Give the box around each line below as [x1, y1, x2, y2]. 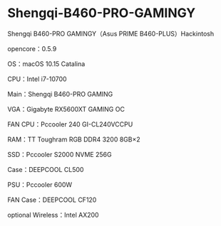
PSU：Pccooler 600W [7, 180, 73, 189]
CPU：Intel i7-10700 [7, 75, 67, 83]
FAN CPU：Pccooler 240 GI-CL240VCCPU [7, 119, 133, 129]
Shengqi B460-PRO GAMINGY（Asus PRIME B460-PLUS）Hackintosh [7, 29, 215, 38]
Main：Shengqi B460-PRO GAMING [7, 90, 113, 98]
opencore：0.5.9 [7, 44, 57, 53]
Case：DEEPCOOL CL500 [7, 165, 84, 173]
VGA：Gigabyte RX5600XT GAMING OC [7, 104, 125, 113]
